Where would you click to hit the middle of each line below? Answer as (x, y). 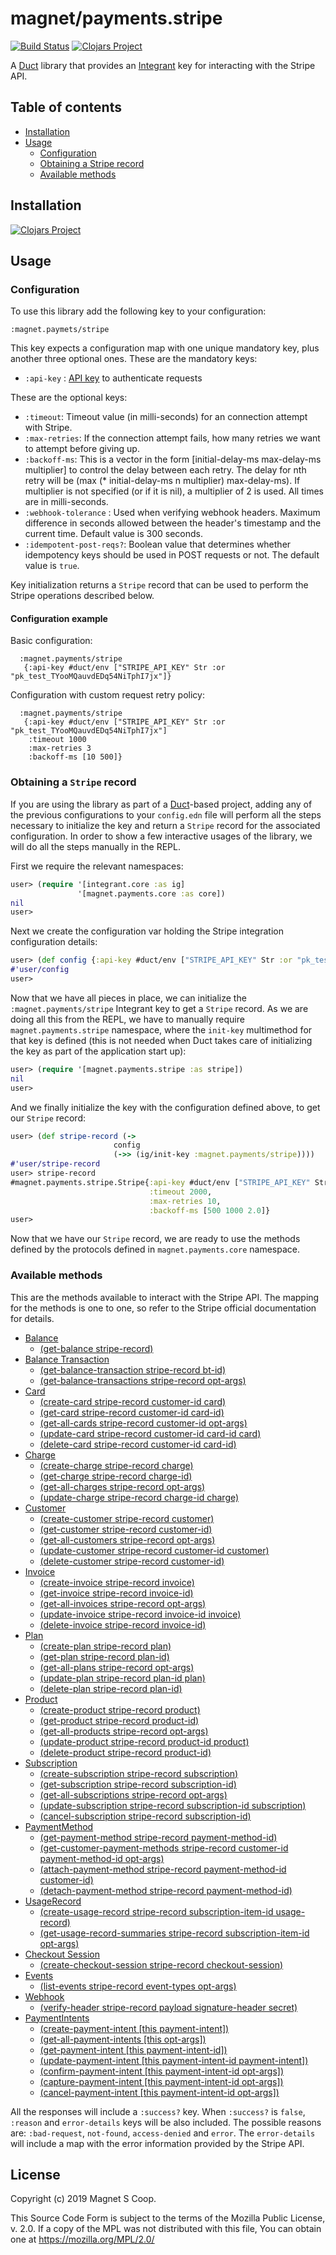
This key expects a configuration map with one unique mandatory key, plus (165, 348)
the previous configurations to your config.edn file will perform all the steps (166, 814)
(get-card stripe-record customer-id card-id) (132, 1412)
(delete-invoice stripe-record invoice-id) (123, 1624)
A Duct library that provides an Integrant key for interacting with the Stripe (163, 65)
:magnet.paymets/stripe (60, 330)
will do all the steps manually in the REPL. (95, 846)
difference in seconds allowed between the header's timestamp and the (173, 523)
